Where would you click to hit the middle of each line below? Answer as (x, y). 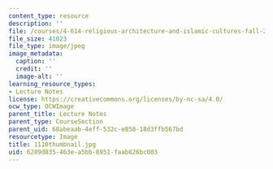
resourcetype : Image (43, 136)
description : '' (36, 24)
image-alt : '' (39, 76)
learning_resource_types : (52, 84)
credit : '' (34, 69)
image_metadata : (36, 54)
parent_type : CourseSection (56, 122)
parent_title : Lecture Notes (58, 115)
